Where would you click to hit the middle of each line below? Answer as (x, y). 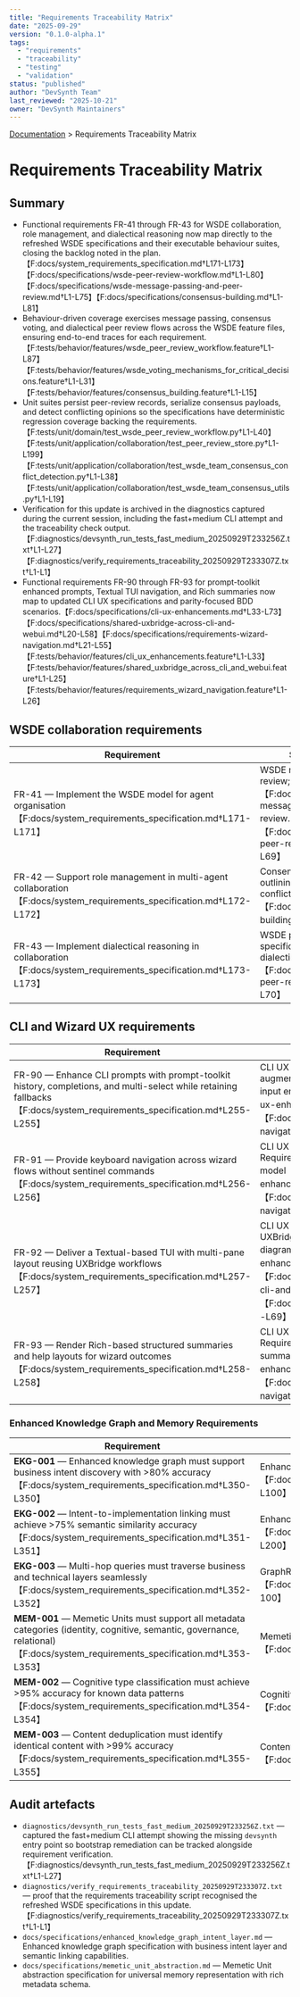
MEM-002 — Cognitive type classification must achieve (132, 1682)
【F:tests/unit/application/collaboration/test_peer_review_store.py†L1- (150, 444)
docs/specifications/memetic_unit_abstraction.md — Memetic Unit (147, 1965)
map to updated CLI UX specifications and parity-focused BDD (137, 601)
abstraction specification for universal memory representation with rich (153, 1975)
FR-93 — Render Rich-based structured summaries (124, 1344)
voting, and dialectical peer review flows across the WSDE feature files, (154, 328)
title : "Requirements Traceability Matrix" (92, 17)
